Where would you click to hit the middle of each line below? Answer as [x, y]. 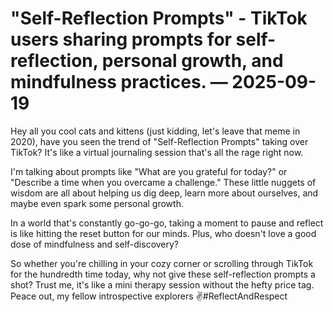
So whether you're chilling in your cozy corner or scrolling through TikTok [162, 263]
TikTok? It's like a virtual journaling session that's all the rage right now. [157, 152]
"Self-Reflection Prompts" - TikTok [159, 18]
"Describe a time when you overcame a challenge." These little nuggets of [163, 182]
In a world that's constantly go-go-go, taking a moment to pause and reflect [167, 223]
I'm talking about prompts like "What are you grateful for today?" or [149, 171]
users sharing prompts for [121, 39]
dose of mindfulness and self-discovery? [95, 244]
